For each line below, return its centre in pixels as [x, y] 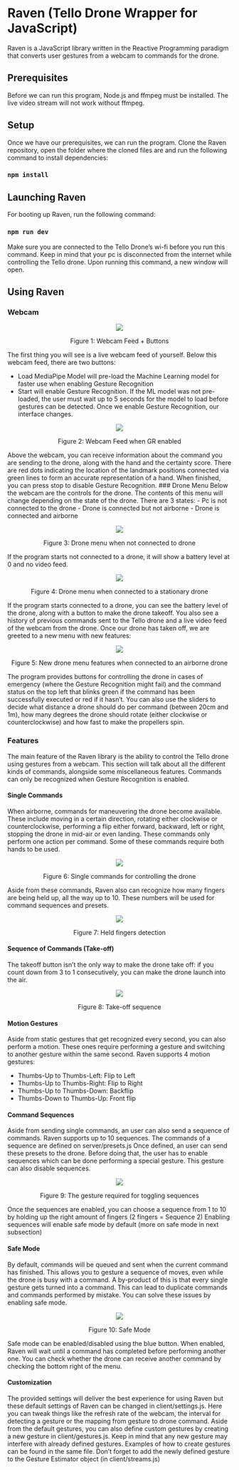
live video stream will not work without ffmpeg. [76, 103]
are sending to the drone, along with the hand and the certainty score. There [119, 463]
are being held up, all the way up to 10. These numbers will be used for [111, 897]
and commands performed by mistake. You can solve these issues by [109, 1295]
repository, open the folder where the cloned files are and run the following [117, 150]
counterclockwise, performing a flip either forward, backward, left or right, [116, 826]
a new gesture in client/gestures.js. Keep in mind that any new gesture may [117, 1436]
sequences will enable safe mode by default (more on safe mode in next [113, 1225]
